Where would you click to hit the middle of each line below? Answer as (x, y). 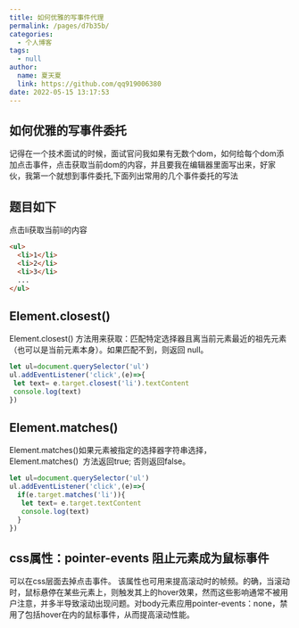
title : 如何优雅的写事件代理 (57, 17)
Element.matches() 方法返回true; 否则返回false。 (100, 461)
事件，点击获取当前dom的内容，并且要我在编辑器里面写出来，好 (150, 165)
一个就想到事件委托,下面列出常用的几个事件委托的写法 (139, 176)
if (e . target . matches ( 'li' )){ (71, 495)
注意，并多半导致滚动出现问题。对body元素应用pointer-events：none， (148, 604)
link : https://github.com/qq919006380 (90, 84)
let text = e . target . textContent (81, 503)
